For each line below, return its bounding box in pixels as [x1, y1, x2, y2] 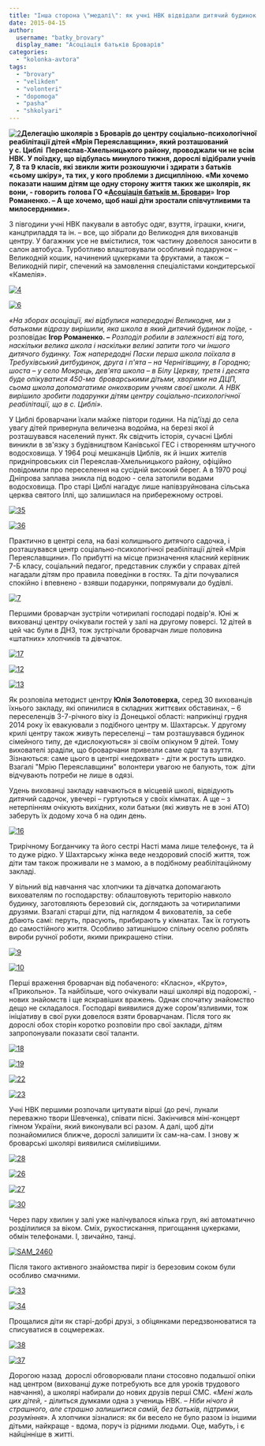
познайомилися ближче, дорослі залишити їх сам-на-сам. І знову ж [9, 1130, 240, 1139]
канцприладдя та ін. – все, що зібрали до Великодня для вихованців [9, 228, 239, 237]
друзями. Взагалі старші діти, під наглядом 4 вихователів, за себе [9, 907, 232, 916]
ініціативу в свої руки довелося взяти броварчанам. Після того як [9, 1012, 231, 1021]
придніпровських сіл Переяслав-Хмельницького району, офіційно [9, 457, 232, 466]
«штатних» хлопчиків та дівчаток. [9, 634, 123, 643]
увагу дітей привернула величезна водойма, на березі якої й [9, 423, 215, 433]
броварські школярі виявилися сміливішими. [9, 1138, 162, 1148]
